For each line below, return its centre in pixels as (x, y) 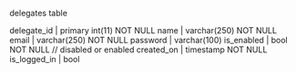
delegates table (39, 13)
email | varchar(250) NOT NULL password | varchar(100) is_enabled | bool (149, 40)
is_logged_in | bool (45, 59)
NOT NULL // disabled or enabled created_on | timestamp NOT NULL (138, 50)
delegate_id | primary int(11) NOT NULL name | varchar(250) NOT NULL (143, 30)
